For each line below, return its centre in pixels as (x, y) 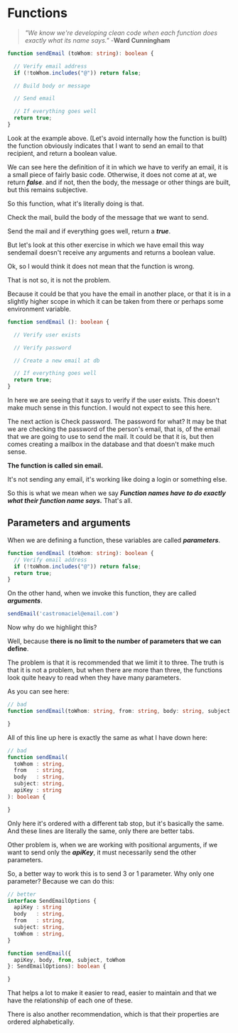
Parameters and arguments (69, 523)
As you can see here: (38, 692)
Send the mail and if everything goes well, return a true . (89, 231)
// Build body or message (52, 86)
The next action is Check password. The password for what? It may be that (117, 422)
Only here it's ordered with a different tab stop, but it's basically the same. (116, 823)
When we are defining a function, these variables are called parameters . (114, 540)
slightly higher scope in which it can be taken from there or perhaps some (115, 301)
